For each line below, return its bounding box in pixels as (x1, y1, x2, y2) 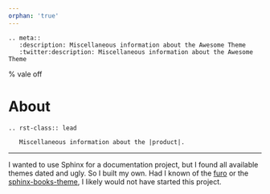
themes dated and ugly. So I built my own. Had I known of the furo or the (8, 168, 249, 178)
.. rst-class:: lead (8, 124, 78, 132)
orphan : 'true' (8, 11, 59, 20)
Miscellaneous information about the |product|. (18, 138, 185, 146)
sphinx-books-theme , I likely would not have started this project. (8, 176, 223, 186)
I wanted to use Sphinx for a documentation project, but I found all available (8, 159, 259, 169)
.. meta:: (8, 34, 42, 42)
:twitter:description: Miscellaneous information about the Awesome (18, 47, 253, 56)
